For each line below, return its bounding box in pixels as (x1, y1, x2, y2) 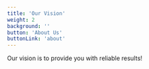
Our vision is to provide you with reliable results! (7, 54, 143, 62)
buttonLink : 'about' (7, 36, 66, 42)
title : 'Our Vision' (7, 10, 66, 17)
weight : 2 (7, 16, 36, 23)
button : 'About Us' (7, 29, 63, 36)
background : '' (7, 23, 51, 29)
